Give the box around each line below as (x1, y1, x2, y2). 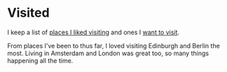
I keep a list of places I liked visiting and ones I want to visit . (7, 28, 180, 36)
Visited (7, 5, 50, 21)
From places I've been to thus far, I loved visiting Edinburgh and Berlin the (7, 41, 221, 50)
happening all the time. (7, 56, 74, 64)
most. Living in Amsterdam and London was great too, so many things (7, 49, 209, 57)
